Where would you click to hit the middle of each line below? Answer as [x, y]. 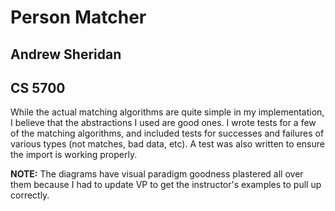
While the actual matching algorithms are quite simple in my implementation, [167, 112]
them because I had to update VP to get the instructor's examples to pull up [166, 185]
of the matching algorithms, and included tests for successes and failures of [167, 133]
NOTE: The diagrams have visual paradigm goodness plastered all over [157, 174]
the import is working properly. [74, 155]
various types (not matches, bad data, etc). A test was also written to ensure [167, 144]
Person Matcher [78, 17]
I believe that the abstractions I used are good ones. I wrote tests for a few [163, 123]
